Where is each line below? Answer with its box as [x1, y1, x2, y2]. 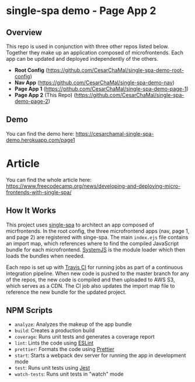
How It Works [6, 206, 57, 216]
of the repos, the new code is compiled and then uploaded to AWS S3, [6, 276, 175, 283]
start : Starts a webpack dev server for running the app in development [14, 352, 186, 359]
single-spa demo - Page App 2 [6, 4, 156, 18]
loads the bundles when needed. [6, 252, 85, 259]
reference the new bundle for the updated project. [6, 288, 127, 295]
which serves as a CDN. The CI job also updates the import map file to [6, 282, 175, 289]
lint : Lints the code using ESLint [14, 339, 94, 346]
